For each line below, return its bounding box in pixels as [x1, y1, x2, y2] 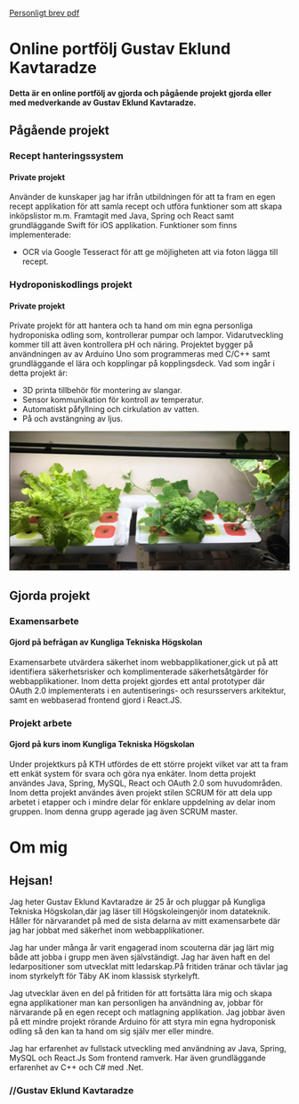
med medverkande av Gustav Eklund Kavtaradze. [9, 97, 197, 108]
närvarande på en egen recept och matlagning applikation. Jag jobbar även [9, 1007, 286, 1017]
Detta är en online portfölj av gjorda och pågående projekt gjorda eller [9, 87, 272, 98]
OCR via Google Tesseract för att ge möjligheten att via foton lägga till [21, 247, 279, 258]
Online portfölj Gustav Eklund [9, 39, 231, 59]
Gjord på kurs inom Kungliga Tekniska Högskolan [9, 739, 195, 750]
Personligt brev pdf [9, 8, 80, 18]
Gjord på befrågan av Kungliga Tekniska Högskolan [9, 637, 203, 647]
